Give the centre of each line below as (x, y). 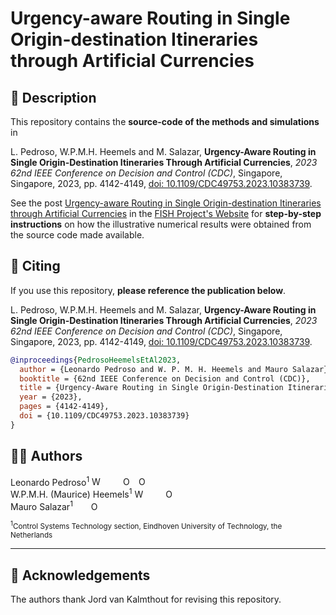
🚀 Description (53, 97)
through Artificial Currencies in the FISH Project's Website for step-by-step (166, 213)
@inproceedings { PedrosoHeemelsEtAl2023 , (96, 360)
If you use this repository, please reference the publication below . (148, 290)
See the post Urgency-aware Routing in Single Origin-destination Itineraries (166, 203)
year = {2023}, (51, 397)
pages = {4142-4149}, (64, 407)
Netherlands (31, 535)
